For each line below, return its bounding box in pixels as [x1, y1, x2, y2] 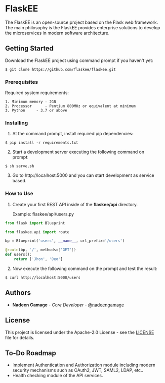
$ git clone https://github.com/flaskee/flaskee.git [5, 67, 116, 72]
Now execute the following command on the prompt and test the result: [12, 266, 158, 272]
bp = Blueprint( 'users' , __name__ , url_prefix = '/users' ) [5, 238, 125, 243]
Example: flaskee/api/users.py [12, 211, 74, 217]
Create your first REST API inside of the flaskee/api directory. [12, 201, 138, 207]
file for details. [5, 334, 35, 340]
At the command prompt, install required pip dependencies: [12, 131, 134, 137]
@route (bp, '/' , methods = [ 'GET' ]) [5, 247, 77, 253]
